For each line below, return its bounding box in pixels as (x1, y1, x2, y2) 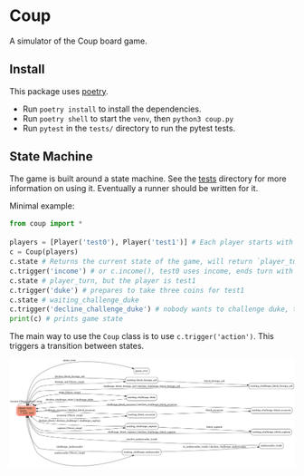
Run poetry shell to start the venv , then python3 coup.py (22, 112, 234, 123)
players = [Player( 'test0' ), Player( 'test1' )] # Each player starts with (9, 238, 294, 248)
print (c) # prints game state (9, 315, 124, 324)
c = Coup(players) (9, 248, 79, 257)
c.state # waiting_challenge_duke (9, 296, 140, 305)
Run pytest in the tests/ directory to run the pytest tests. (22, 122, 236, 133)
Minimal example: (9, 200, 75, 211)
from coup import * (9, 219, 83, 228)
